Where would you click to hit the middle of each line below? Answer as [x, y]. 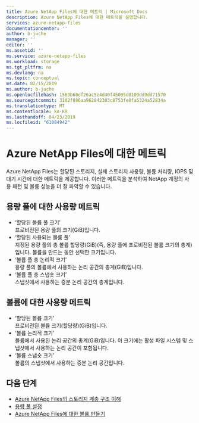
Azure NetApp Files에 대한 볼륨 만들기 [60, 413]
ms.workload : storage [33, 61]
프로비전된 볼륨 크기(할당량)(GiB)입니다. [61, 325]
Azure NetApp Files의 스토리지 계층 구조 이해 [68, 399]
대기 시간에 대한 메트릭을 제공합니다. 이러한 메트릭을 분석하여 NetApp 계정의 [94, 179]
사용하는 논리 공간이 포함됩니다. [72, 348]
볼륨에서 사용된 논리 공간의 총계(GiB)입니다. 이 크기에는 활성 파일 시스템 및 [101, 340]
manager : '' [21, 39]
